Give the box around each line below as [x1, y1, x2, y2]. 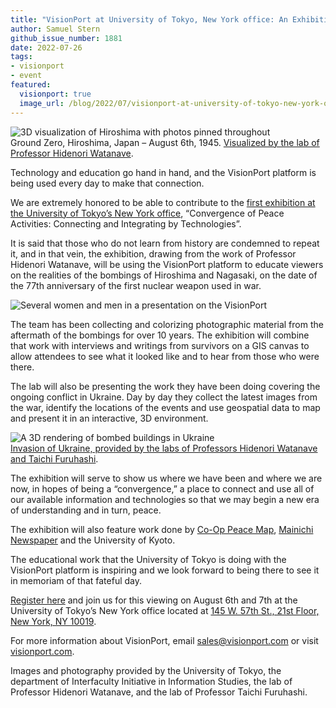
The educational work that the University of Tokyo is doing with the [10, 553, 287, 565]
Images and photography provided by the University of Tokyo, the [10, 664, 282, 676]
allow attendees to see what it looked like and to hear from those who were [10, 350, 320, 362]
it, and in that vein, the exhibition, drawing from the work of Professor [10, 247, 297, 260]
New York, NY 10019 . [10, 615, 97, 627]
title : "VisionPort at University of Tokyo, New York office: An [10, 14, 288, 25]
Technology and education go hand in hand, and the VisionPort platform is [10, 166, 317, 178]
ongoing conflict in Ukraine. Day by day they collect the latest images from [10, 391, 318, 403]
